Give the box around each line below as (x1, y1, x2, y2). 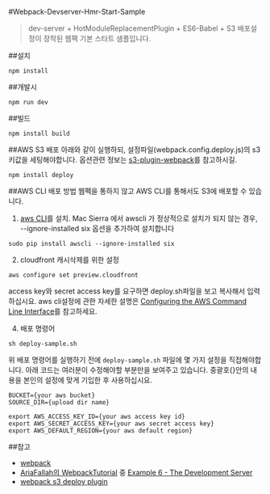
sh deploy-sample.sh (8, 340, 78, 348)
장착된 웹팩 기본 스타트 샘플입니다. (43, 34, 152, 43)
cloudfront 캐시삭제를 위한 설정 (19, 255, 119, 264)
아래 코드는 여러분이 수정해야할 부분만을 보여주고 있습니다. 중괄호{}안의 (25, 365, 249, 374)
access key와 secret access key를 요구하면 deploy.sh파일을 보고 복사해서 (8, 286, 246, 296)
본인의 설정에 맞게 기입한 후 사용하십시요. (23, 375, 153, 385)
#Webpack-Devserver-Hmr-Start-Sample (8, 7, 146, 16)
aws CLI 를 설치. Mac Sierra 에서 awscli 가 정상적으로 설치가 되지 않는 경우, (19, 213, 258, 223)
